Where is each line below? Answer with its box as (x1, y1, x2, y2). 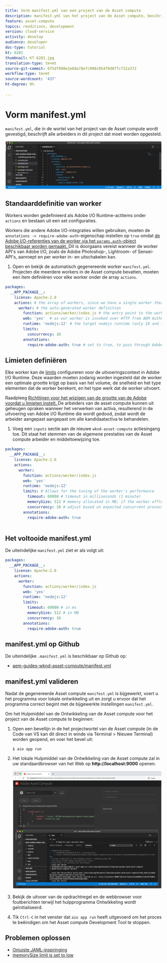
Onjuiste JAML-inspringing (12, 947, 67, 953)
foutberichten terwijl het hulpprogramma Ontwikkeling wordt (12, 899, 136, 905)
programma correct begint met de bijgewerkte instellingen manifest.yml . (5, 701, 154, 707)
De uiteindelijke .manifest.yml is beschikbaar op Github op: (5, 653, 127, 659)
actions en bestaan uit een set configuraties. (5, 218, 97, 224)
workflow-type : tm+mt (5, 71, 50, 76)
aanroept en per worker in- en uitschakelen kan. (18, 254, 117, 260)
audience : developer (5, 40, 48, 45)
